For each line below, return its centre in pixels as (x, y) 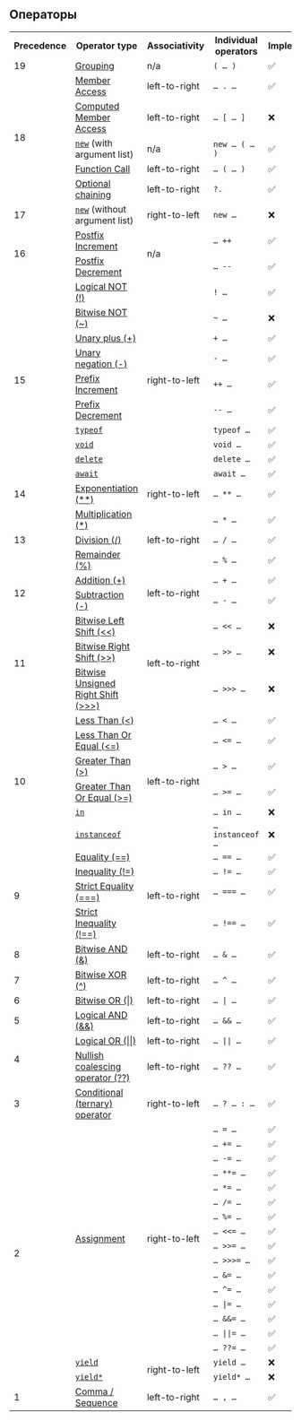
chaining (93, 195)
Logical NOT (101, 286)
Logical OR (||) (106, 1041)
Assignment (100, 1238)
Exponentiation (107, 488)
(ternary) (94, 1104)
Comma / (94, 1391)
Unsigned (95, 683)
